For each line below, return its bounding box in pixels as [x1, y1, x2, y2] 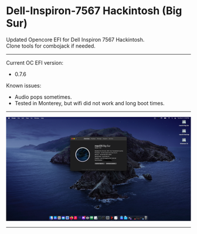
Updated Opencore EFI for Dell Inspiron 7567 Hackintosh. [6, 36, 145, 43]
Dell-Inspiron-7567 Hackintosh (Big [6, 4, 182, 18]
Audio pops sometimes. [14, 93, 72, 101]
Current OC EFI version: [6, 59, 63, 66]
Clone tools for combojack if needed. [6, 42, 96, 49]
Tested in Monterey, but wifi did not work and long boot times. [14, 99, 165, 106]
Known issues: [6, 82, 42, 89]
